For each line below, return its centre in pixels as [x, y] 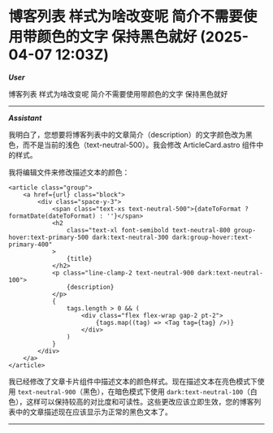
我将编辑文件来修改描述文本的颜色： [69, 172]
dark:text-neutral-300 [130, 237]
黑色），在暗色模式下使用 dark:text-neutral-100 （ [166, 392]
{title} [79, 258]
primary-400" [30, 245]
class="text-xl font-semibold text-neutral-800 [148, 230]
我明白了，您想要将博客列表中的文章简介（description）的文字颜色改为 [127, 134]
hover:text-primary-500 [49, 237]
